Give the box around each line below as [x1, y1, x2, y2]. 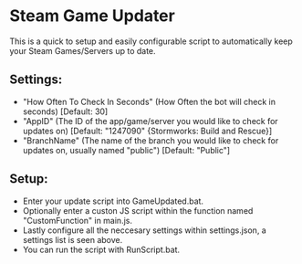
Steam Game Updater [9, 5, 175, 26]
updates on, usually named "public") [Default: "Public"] [22, 144, 231, 155]
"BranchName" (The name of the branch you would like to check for [22, 134, 279, 146]
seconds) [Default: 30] [22, 106, 109, 117]
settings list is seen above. [22, 234, 123, 245]
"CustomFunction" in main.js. [22, 215, 132, 226]
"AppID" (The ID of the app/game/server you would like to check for [22, 115, 278, 126]
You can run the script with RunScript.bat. [22, 244, 181, 255]
